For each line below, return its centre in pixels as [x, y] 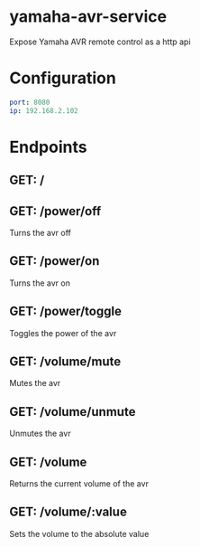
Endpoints [48, 147]
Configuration [63, 78]
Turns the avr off [41, 233]
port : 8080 [30, 102]
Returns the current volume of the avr [79, 484]
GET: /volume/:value [68, 512]
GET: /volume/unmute [73, 412]
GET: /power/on [55, 261]
